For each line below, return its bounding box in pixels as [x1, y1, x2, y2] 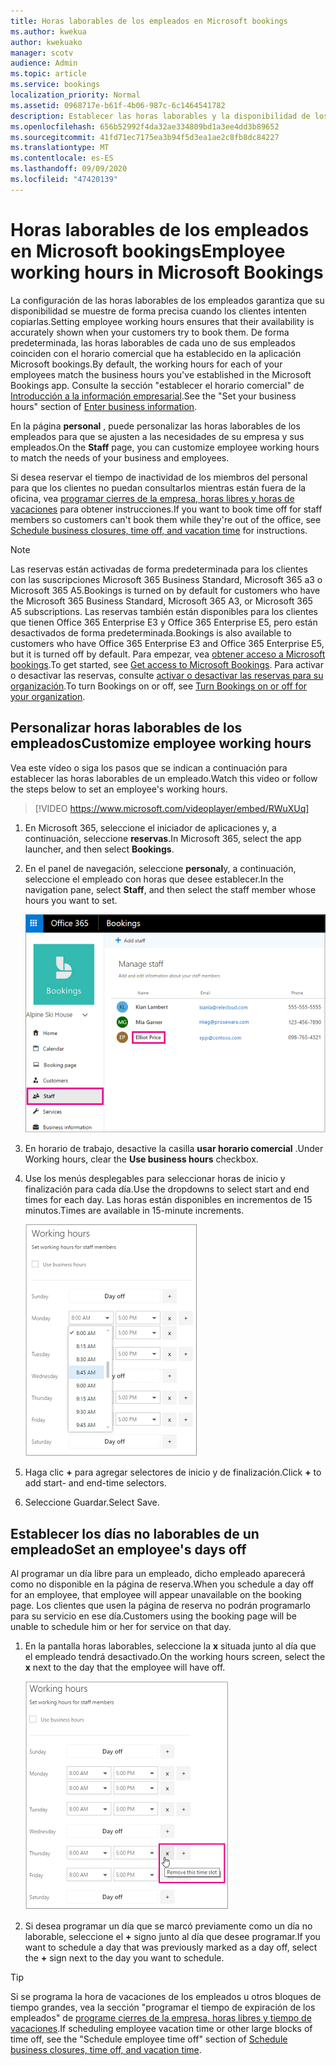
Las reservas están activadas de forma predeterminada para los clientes [10, 563, 308, 575]
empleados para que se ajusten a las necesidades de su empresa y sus [10, 430, 305, 442]
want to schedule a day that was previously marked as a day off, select [24, 1941, 318, 1954]
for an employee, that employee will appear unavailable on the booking [10, 1589, 302, 1601]
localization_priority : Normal [10, 90, 141, 100]
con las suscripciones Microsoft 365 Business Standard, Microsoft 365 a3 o [10, 573, 323, 585]
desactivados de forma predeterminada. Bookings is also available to [10, 626, 292, 639]
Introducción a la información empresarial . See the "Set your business [10, 390, 297, 402]
